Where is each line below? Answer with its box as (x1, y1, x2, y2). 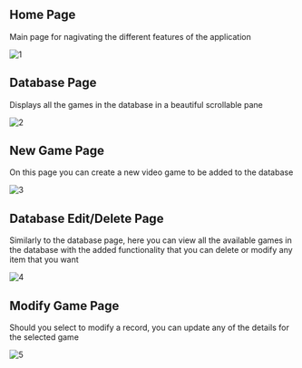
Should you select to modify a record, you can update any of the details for (9, 322, 290, 334)
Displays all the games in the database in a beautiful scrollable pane (9, 99, 263, 110)
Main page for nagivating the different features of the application (9, 31, 251, 42)
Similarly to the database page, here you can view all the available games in (9, 235, 293, 246)
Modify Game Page (9, 298, 120, 314)
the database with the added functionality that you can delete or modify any (9, 245, 293, 256)
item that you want (9, 254, 79, 266)
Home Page (9, 7, 76, 23)
